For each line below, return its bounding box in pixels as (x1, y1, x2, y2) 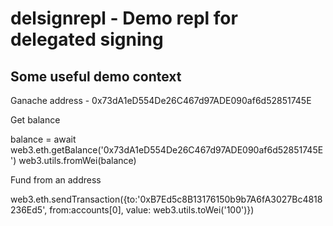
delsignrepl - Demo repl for (10, 7, 238, 30)
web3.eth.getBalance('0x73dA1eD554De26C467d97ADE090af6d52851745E (10, 144, 324, 156)
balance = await (10, 133, 77, 145)
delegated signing (10, 28, 164, 51)
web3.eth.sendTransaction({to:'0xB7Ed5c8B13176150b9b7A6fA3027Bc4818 (10, 193, 323, 205)
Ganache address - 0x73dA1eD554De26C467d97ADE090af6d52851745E (10, 95, 312, 106)
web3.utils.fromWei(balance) (18, 155, 137, 166)
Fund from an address (10, 174, 102, 186)
